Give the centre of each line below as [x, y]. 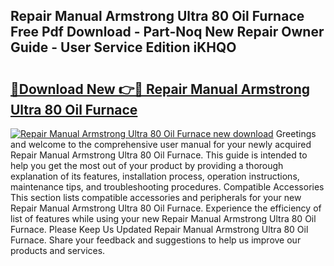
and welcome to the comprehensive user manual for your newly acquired [161, 144]
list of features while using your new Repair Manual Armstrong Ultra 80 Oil [163, 218]
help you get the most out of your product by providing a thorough [147, 165]
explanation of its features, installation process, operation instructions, [155, 176]
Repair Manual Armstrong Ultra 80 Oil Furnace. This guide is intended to [159, 155]
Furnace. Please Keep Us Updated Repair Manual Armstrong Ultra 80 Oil [159, 229]
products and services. [58, 250]
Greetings [296, 133]
